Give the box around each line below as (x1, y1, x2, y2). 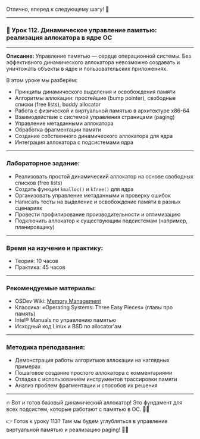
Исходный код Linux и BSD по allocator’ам (14, 323, 122, 330)
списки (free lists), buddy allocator (14, 101, 101, 108)
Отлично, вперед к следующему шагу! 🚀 (6, 6, 110, 12)
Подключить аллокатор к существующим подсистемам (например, (14, 217, 188, 224)
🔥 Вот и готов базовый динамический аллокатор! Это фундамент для (6, 399, 183, 406)
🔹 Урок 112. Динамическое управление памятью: (6, 26, 157, 34)
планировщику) (14, 223, 55, 230)
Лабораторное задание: (6, 159, 80, 168)
